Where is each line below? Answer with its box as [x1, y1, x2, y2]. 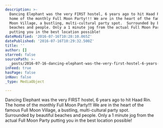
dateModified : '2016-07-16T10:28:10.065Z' [5, 34, 92, 39]
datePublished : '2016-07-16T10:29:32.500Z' [5, 39, 95, 44]
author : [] [5, 48, 27, 52]
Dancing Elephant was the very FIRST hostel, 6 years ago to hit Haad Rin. [5, 96, 151, 102]
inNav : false [5, 75, 32, 80]
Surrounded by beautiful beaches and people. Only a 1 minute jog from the [5, 112, 154, 118]
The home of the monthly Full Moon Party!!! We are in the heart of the [5, 102, 144, 108]
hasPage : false [5, 70, 36, 75]
